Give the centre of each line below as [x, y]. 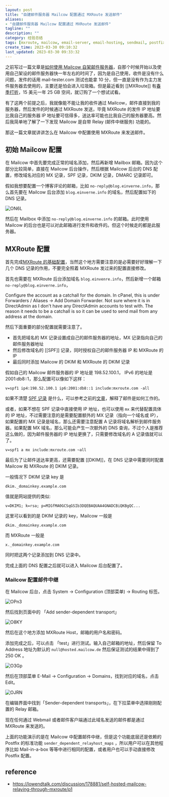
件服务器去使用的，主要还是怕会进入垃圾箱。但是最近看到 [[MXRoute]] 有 [81, 85]
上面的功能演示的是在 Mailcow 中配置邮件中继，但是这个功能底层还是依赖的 [83, 737]
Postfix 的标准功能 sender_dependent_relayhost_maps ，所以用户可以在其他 [82, 743]
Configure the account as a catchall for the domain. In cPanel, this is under [82, 295]
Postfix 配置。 [20, 756]
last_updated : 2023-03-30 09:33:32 [43, 52]
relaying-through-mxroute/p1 [43, 789]
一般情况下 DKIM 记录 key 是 [35, 477]
